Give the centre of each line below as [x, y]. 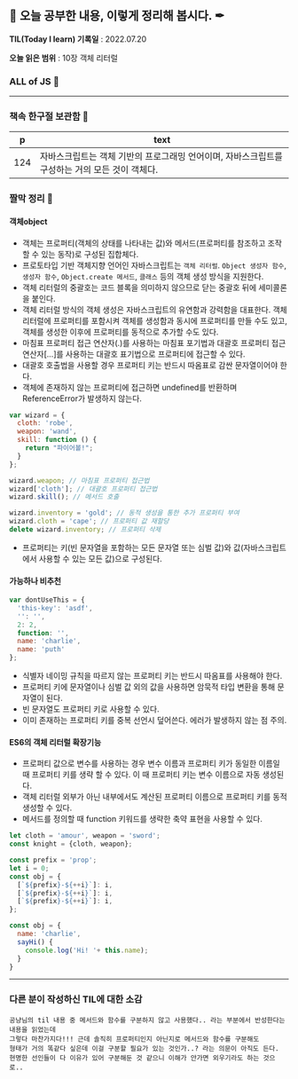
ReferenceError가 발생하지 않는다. [82, 398]
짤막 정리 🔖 [31, 199]
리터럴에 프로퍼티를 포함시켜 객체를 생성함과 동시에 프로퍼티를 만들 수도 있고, [155, 320]
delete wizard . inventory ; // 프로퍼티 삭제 [85, 530]
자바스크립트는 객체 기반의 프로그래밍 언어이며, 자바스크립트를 [161, 156]
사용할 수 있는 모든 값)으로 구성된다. [100, 558]
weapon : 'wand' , [47, 432]
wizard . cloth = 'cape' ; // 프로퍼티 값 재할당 [90, 522]
